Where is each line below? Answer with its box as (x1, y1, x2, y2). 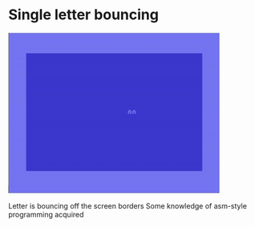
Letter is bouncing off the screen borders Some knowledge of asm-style (8, 201, 247, 210)
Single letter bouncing (8, 6, 159, 24)
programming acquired (8, 209, 84, 219)
